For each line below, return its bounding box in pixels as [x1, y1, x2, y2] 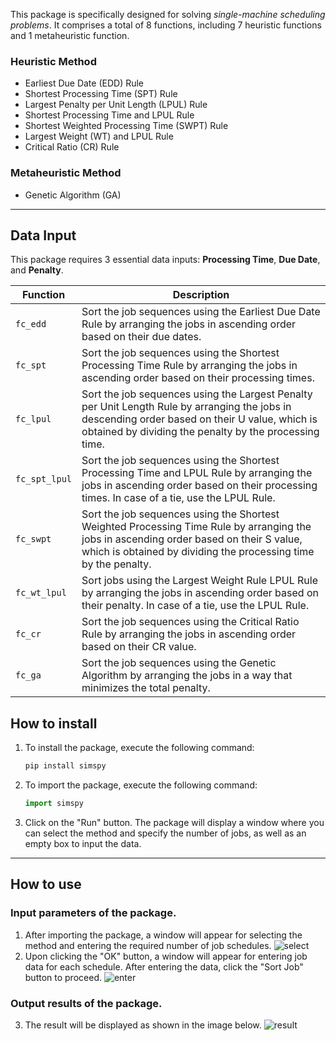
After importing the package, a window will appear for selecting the [24, 929, 303, 941]
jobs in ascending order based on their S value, [81, 532, 303, 546]
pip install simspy [24, 761, 107, 771]
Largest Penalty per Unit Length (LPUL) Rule [24, 99, 208, 111]
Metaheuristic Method [10, 166, 122, 180]
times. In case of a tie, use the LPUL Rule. [81, 491, 276, 505]
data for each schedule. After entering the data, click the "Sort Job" [24, 960, 304, 973]
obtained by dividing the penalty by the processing [81, 425, 320, 439]
